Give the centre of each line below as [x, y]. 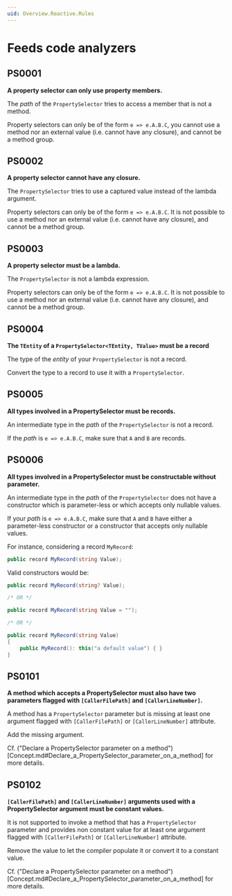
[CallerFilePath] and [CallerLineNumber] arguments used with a [101, 802]
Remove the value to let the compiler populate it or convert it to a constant [113, 851]
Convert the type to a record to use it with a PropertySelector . [96, 373]
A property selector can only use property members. [85, 90]
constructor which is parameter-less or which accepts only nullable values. [114, 505]
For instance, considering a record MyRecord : [70, 547]
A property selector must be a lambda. [64, 265]
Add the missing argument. [46, 735]
